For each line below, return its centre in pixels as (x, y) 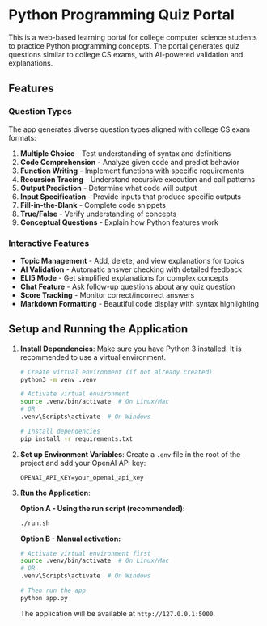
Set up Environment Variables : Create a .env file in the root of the (130, 454)
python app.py (44, 598)
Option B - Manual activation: (70, 539)
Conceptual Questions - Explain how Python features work (119, 222)
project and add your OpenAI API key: (83, 463)
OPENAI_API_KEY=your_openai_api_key (82, 478)
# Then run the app (53, 591)
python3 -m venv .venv (58, 379)
